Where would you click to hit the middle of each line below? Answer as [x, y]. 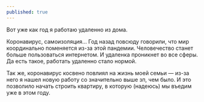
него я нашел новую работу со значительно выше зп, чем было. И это [99, 79]
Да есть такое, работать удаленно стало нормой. [72, 61]
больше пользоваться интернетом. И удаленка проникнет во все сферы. [102, 54]
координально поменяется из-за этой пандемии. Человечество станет [100, 48]
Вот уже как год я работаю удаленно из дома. [67, 29]
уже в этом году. [29, 92]
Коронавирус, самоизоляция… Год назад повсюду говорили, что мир [98, 41]
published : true [27, 12]
